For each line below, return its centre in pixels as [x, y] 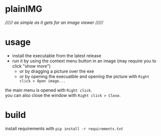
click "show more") [31, 66]
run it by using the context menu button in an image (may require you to [84, 61]
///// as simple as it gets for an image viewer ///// [54, 22]
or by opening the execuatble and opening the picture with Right [84, 76]
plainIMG [24, 9]
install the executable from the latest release [57, 56]
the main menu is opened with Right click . [49, 90]
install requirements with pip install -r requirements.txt [64, 128]
